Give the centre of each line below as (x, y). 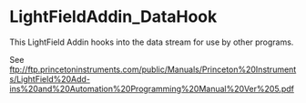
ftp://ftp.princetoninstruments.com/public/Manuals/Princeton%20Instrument (153, 69)
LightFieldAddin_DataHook (113, 17)
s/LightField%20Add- (50, 78)
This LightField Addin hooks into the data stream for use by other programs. (152, 42)
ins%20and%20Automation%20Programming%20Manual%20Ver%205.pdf (152, 88)
